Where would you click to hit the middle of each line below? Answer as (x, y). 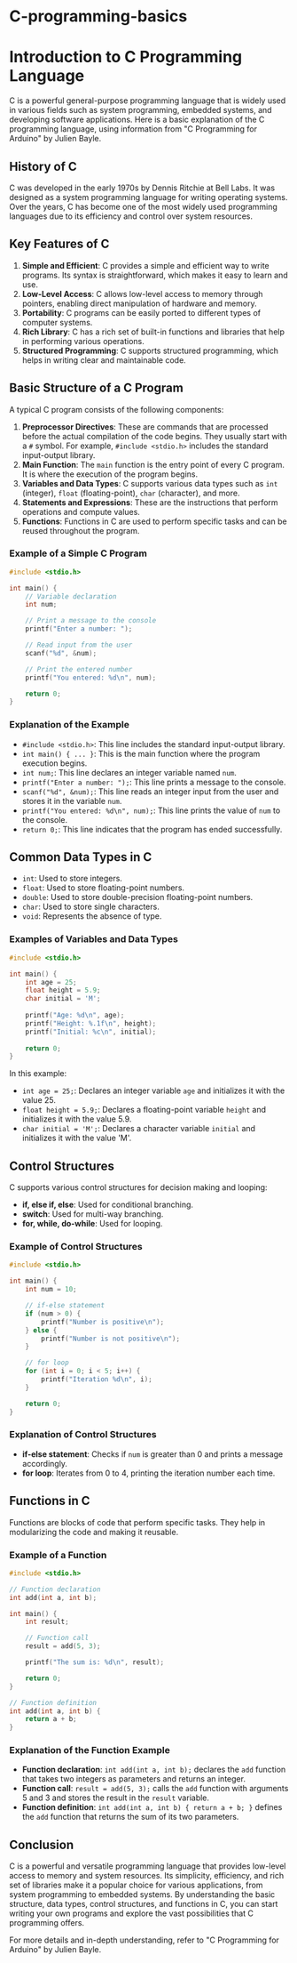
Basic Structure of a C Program (96, 388)
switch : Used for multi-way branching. (93, 1214)
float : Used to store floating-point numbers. (103, 888)
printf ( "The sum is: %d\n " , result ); (95, 1662)
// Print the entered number (79, 669)
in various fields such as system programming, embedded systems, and (141, 110)
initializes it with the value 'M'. (77, 1138)
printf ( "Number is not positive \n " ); (110, 1339)
